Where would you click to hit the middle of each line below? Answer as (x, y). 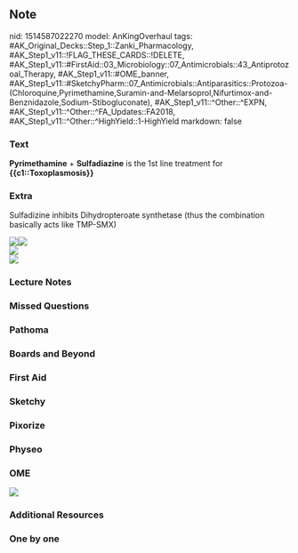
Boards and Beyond (52, 354)
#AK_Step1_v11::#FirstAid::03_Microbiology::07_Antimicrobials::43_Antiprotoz (149, 64)
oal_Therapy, (32, 74)
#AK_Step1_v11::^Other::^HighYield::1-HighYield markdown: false (126, 121)
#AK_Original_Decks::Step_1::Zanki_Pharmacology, (101, 45)
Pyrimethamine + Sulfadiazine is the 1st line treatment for (117, 164)
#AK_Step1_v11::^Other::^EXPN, (211, 102)
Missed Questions (49, 306)
